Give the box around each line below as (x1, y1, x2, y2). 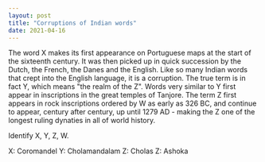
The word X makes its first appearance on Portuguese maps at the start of (8, 48, 252, 58)
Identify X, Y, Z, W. (8, 131, 69, 141)
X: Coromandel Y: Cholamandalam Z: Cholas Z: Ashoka (8, 146, 189, 156)
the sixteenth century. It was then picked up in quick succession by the (8, 56, 241, 66)
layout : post (8, 11, 52, 20)
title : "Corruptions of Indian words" (8, 19, 137, 27)
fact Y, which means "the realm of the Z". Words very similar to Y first (8, 82, 236, 91)
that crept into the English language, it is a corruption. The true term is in (8, 73, 246, 83)
